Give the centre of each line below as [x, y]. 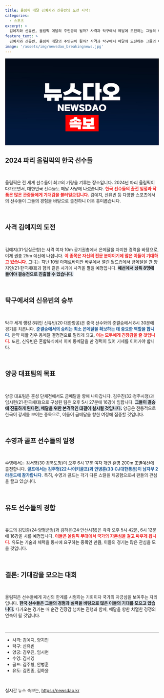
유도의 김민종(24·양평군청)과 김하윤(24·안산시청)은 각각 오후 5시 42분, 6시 [76, 530]
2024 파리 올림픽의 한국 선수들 [49, 160]
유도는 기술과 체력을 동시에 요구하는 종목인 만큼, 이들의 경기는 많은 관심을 [81, 542]
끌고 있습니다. [23, 481]
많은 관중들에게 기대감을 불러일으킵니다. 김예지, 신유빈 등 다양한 [74, 195]
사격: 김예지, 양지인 [30, 640]
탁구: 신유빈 [23, 646]
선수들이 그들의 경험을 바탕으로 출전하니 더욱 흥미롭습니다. [65, 201]
